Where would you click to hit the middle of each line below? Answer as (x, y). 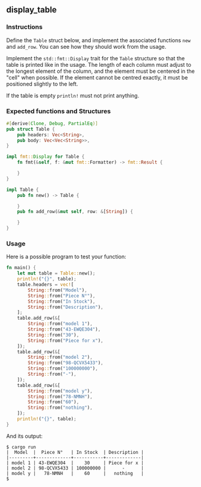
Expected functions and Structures (59, 111)
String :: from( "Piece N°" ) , (62, 296)
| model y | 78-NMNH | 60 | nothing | (75, 473)
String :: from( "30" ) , (54, 335)
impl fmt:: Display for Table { (45, 157)
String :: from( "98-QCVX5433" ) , (66, 363)
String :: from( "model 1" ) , (60, 324)
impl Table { (23, 190)
